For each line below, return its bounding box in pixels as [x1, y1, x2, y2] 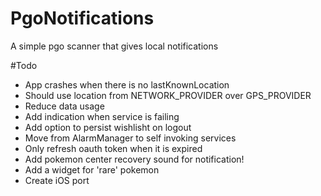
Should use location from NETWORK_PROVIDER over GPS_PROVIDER [24, 89, 312, 101]
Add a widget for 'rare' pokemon [24, 163, 160, 176]
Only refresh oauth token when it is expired [24, 142, 203, 154]
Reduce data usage [24, 100, 105, 112]
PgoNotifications [10, 7, 155, 30]
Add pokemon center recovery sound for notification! [24, 153, 245, 165]
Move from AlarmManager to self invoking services [24, 132, 237, 144]
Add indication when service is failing [24, 110, 180, 122]
